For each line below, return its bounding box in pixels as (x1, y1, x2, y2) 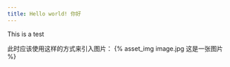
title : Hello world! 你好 (7, 10, 81, 18)
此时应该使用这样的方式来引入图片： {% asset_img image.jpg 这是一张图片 (7, 44, 224, 53)
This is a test (7, 30, 44, 38)
